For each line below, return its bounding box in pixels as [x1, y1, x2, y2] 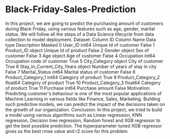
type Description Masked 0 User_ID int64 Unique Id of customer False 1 [5, 42, 155, 48]
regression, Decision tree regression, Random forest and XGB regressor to [5, 117, 161, 123]
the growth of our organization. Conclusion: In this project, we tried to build [5, 107, 162, 113]
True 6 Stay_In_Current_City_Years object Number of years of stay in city [5, 63, 157, 69]
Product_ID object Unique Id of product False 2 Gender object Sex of [5, 47, 149, 53]
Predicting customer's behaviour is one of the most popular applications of [5, 90, 162, 96]
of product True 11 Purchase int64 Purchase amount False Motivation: [5, 85, 151, 91]
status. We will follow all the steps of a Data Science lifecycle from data [5, 31, 154, 37]
